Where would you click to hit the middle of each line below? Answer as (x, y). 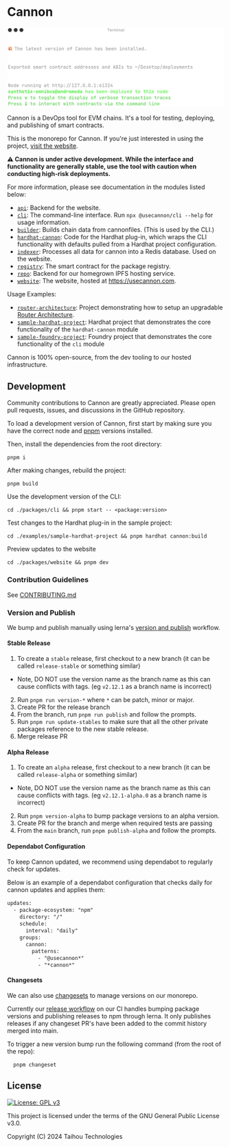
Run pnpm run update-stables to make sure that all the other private (113, 722)
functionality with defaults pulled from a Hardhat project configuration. (117, 244)
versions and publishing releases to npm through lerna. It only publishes (109, 1016)
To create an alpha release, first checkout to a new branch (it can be (114, 767)
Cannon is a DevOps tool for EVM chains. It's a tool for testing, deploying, (111, 118)
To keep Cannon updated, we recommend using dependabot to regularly (110, 862)
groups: (30, 937)
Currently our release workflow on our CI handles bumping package (103, 1009)
